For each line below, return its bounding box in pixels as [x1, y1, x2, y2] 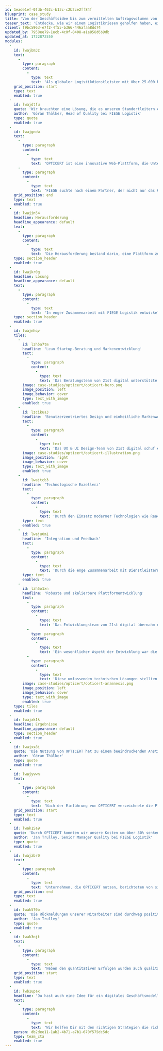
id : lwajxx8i [14, 744, 40, 749]
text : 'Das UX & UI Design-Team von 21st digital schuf [39, 446, 155, 451]
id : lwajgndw [14, 129, 40, 134]
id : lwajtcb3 [22, 477, 49, 482]
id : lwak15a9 [14, 826, 40, 831]
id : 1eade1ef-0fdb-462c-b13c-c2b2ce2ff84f [5, 7, 92, 12]
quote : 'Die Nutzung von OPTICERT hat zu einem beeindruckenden [14, 749, 147, 754]
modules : [5, 39, 23, 44]
